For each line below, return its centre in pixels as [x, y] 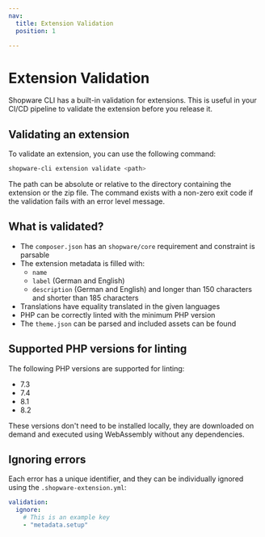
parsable [35, 255]
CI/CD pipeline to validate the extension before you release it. [110, 109]
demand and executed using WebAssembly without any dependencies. [126, 434]
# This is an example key [67, 518]
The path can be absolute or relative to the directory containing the [120, 184]
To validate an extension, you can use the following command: [112, 154]
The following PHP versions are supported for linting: [97, 368]
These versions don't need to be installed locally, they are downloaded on [131, 425]
